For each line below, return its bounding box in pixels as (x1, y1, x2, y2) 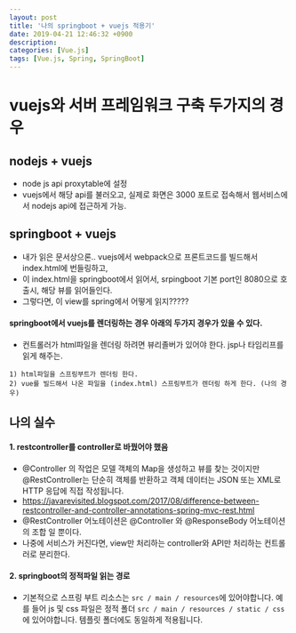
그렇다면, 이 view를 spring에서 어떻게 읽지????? (21, 295, 189, 307)
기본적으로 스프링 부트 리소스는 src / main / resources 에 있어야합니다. (21, 592, 274, 603)
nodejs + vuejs (9, 153, 92, 169)
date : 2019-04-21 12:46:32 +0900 (9, 29, 133, 38)
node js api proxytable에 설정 (21, 179, 128, 188)
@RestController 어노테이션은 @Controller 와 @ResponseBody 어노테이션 (21, 515, 286, 525)
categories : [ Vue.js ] (9, 46, 90, 55)
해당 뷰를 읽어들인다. (41, 284, 113, 295)
